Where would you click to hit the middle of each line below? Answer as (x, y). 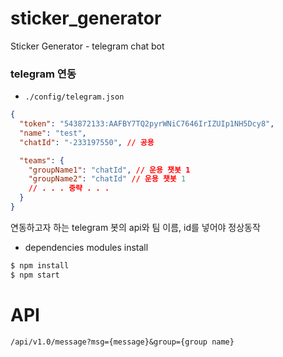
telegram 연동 (43, 74)
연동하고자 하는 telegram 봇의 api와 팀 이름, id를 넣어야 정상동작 (135, 227)
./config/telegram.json (74, 97)
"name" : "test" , (53, 133)
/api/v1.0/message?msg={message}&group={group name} (122, 342)
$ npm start (35, 275)
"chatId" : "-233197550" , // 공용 (87, 142)
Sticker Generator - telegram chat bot (87, 46)
